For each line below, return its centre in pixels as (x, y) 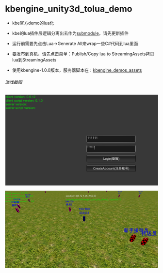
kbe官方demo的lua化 (33, 23)
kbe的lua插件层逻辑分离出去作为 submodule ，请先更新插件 (70, 33)
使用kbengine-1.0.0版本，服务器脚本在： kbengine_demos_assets (77, 70)
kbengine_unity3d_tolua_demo (69, 9)
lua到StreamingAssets (34, 60)
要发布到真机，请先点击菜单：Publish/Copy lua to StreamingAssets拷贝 (83, 54)
